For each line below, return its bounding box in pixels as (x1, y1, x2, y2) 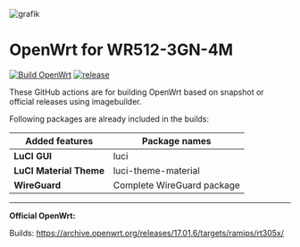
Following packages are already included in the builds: (9, 113, 210, 124)
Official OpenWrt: (9, 210, 76, 221)
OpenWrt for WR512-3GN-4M (9, 40, 234, 60)
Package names (141, 134, 212, 147)
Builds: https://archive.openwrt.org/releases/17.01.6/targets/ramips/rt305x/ (9, 227, 284, 238)
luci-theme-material (112, 164, 201, 176)
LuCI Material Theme (13, 164, 105, 176)
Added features (25, 134, 94, 147)
